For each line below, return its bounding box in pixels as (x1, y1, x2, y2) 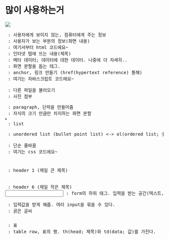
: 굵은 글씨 (8, 208, 33, 214)
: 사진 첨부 (8, 94, 33, 99)
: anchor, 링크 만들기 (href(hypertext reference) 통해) (8, 69, 142, 75)
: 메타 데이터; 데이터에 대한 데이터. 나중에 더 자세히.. (8, 57, 128, 63)
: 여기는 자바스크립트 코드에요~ (8, 76, 74, 82)
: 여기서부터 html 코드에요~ (8, 44, 69, 50)
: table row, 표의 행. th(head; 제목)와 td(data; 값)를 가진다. (8, 228, 156, 234)
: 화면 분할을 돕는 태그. (8, 63, 60, 69)
